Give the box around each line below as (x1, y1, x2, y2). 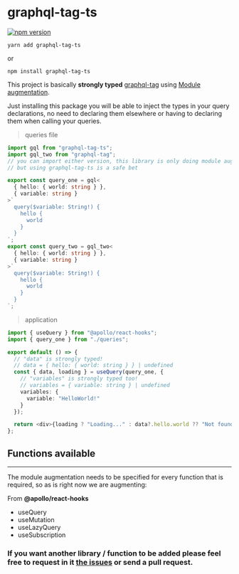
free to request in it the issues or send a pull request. (7, 557, 193, 567)
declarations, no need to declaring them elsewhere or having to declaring (7, 109, 223, 117)
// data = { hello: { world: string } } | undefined (14, 362, 174, 369)
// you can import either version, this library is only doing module (7, 157, 221, 164)
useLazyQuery (17, 523, 61, 531)
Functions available (7, 447, 96, 459)
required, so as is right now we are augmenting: (7, 481, 147, 489)
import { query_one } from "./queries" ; (7, 336, 129, 343)
